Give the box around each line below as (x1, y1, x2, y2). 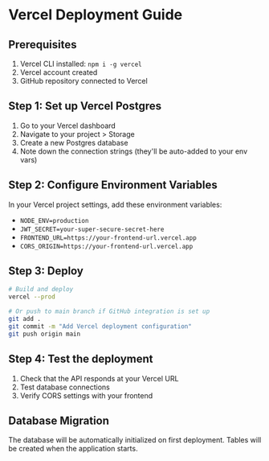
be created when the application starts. (8, 444, 138, 454)
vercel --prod (8, 293, 56, 301)
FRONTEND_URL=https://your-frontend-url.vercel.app (19, 233, 197, 242)
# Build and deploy (8, 286, 74, 294)
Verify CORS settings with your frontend (19, 390, 153, 400)
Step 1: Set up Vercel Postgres (8, 99, 162, 113)
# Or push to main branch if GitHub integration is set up (8, 307, 210, 315)
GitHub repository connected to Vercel (19, 76, 149, 85)
